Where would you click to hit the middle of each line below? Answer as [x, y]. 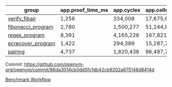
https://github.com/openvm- [54, 64]
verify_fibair [22, 19]
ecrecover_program [31, 43]
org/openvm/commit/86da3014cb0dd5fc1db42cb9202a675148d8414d [80, 70]
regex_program [26, 35]
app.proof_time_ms [84, 10]
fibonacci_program [31, 27]
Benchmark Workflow [28, 79]
